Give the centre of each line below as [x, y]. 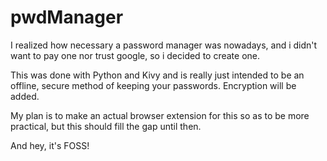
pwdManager [67, 17]
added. [25, 96]
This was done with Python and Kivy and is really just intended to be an [157, 75]
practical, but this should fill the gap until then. [106, 126]
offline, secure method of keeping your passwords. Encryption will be [153, 85]
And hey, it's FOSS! [50, 145]
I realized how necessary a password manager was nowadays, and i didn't [164, 45]
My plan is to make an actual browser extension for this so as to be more [160, 115]
